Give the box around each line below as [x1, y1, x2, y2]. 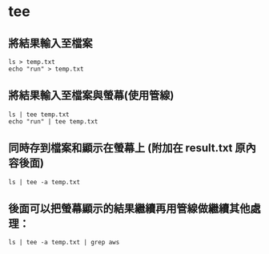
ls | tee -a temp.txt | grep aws [8, 239, 120, 247]
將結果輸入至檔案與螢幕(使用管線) [8, 89, 175, 103]
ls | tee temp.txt [8, 111, 70, 119]
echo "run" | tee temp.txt [8, 117, 98, 126]
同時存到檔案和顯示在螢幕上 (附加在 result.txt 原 [8, 141, 246, 155]
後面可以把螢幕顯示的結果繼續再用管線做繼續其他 [8, 202, 251, 216]
